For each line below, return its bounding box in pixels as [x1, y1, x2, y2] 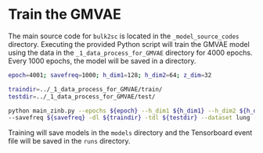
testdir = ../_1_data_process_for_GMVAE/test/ [8, 92, 156, 101]
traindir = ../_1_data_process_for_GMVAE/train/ [8, 85, 163, 93]
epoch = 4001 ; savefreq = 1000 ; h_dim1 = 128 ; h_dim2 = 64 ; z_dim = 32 [8, 71, 212, 79]
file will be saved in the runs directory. [8, 137, 131, 146]
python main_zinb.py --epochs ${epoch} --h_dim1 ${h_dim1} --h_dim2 [8, 107, 236, 115]
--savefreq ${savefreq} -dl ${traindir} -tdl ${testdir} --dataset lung [8, 114, 250, 122]
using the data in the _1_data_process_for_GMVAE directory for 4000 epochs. [8, 48, 253, 57]
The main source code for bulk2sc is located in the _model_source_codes [8, 31, 240, 41]
